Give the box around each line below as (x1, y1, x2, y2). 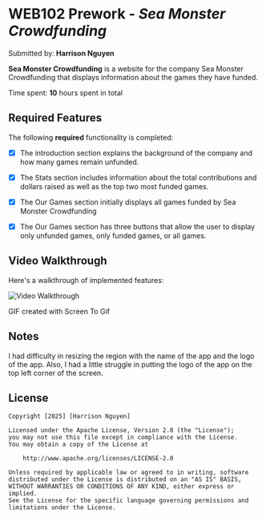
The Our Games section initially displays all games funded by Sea (19, 197, 236, 207)
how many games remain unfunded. (19, 157, 139, 167)
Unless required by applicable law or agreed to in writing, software (8, 468, 249, 477)
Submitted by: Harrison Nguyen (8, 48, 115, 58)
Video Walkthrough (8, 254, 107, 268)
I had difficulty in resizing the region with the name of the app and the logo (8, 350, 255, 361)
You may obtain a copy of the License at (8, 440, 149, 449)
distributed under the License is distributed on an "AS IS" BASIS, (8, 476, 242, 484)
